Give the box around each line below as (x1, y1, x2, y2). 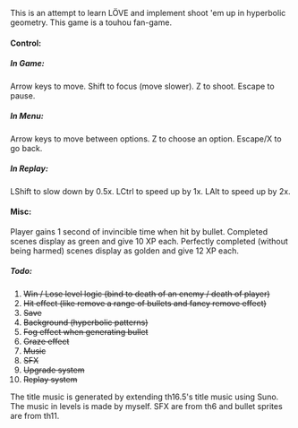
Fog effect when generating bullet (22, 326, 149, 337)
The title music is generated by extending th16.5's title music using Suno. (10, 391, 279, 402)
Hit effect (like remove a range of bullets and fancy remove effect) (22, 297, 267, 308)
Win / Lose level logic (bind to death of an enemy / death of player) (22, 288, 271, 299)
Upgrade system (22, 364, 85, 375)
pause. (10, 90, 36, 101)
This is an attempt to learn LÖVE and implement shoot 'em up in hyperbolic (10, 8, 286, 18)
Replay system (22, 373, 78, 384)
